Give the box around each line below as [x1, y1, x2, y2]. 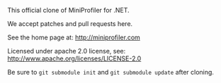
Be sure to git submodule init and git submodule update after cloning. [7, 68, 215, 76]
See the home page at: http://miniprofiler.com [7, 33, 140, 41]
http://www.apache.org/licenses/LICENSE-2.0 [7, 54, 142, 63]
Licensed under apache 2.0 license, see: [7, 47, 126, 55]
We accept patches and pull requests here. [7, 20, 133, 27]
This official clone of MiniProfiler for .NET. [7, 6, 130, 14]
